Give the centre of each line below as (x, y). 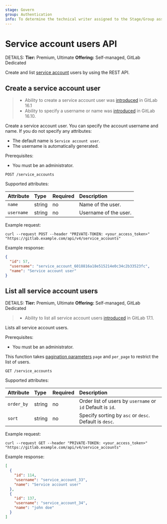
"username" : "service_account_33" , (51, 480)
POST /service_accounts (30, 175)
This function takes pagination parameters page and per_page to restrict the (82, 357)
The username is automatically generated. (55, 146)
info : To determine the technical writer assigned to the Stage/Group (80, 19)
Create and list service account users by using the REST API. (68, 72)
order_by (18, 404)
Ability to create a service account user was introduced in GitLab (91, 100)
